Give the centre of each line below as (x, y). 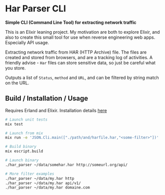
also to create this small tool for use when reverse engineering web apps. (80, 37)
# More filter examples (30, 174)
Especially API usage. (27, 42)
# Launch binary (22, 160)
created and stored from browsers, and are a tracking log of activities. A (79, 57)
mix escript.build (24, 151)
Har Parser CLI (36, 9)
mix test (14, 124)
